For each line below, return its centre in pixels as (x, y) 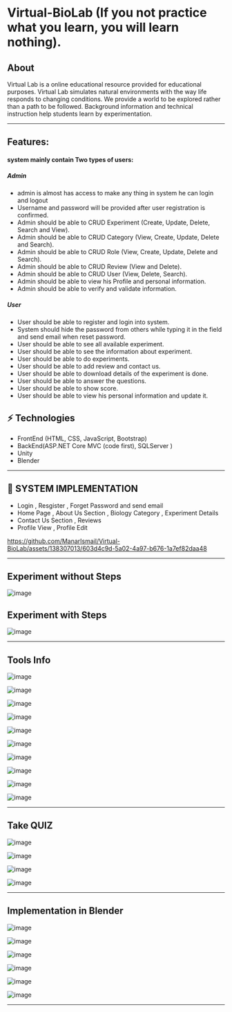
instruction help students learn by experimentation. (80, 114)
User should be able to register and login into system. (93, 322)
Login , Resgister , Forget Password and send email (90, 505)
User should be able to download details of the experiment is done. (113, 373)
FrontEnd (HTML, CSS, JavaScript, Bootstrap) (82, 438)
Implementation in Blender (65, 911)
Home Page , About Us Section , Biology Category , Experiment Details (118, 513)
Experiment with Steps (57, 615)
